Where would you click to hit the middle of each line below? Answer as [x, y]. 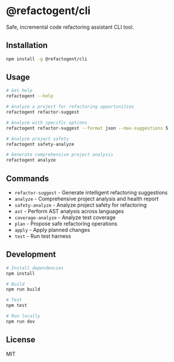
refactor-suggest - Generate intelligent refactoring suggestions [91, 192]
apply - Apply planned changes [52, 230]
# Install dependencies [35, 268]
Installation [27, 45]
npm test [17, 306]
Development [31, 255]
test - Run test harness [43, 236]
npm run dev [20, 321]
